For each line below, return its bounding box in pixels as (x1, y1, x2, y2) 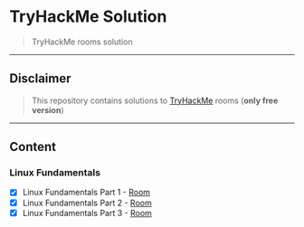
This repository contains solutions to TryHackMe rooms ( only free (31, 95, 279, 106)
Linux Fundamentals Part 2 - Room (22, 197, 152, 208)
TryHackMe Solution (9, 6, 167, 27)
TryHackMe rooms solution (31, 36, 133, 47)
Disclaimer (9, 71, 71, 87)
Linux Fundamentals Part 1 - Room (22, 187, 151, 198)
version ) (31, 104, 65, 115)
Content (9, 139, 57, 155)
